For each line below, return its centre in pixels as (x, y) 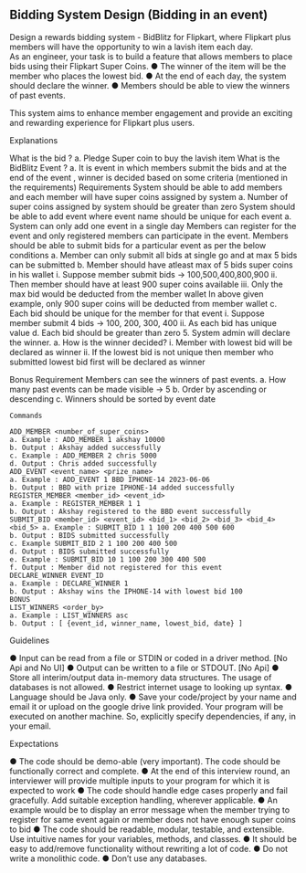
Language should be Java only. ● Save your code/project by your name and (153, 697)
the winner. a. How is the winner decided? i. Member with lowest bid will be (151, 342)
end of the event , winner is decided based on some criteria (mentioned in (148, 177)
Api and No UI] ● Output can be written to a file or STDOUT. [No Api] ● (144, 668)
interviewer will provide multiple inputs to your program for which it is (140, 781)
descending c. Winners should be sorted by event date (113, 399)
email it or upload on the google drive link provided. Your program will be (147, 706)
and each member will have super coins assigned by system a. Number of (149, 196)
